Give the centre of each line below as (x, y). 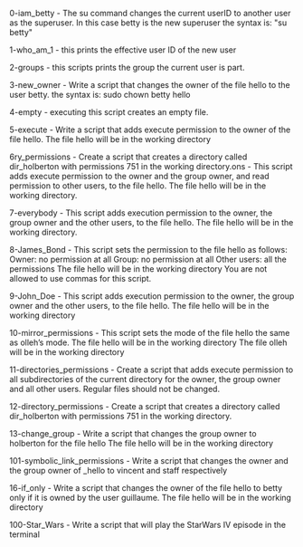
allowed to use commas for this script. (80, 278)
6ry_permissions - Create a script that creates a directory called (128, 157)
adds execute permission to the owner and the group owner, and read (139, 176)
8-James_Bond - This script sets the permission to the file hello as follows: (148, 250)
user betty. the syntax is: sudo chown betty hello (100, 95)
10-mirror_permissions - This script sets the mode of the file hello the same (150, 333)
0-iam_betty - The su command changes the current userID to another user (150, 13)
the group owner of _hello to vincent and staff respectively (118, 470)
